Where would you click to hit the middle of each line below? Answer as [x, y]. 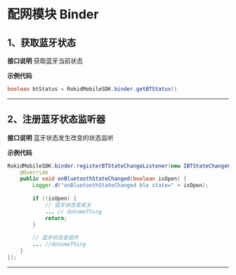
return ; [56, 218]
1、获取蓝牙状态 [42, 43]
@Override [34, 172]
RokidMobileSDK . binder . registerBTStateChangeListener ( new [94, 166]
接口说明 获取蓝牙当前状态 [45, 61]
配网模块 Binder [53, 14]
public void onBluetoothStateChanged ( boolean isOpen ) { [104, 179]
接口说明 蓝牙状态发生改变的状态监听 [60, 137]
